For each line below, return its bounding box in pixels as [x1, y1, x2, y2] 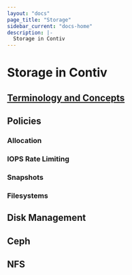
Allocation [7, 136, 42, 146]
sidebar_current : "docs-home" [7, 23, 93, 29]
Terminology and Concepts [7, 92, 125, 103]
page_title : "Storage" [7, 16, 71, 23]
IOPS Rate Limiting [7, 154, 69, 163]
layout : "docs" [7, 10, 50, 17]
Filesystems [7, 191, 49, 200]
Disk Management [7, 212, 86, 224]
